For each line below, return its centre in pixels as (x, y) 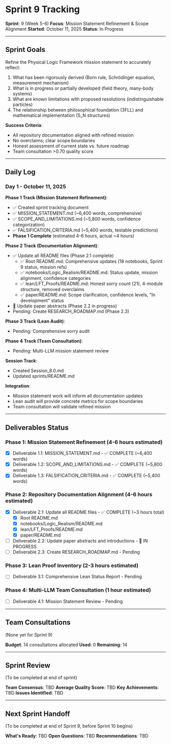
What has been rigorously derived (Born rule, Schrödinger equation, (84, 77)
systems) (22, 93)
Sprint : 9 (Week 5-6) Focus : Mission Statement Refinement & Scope (77, 23)
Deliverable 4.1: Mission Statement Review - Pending (68, 601)
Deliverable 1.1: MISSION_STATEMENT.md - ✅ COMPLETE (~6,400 (82, 453)
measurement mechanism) (41, 83)
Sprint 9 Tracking (43, 9)
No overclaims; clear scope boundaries (54, 140)
